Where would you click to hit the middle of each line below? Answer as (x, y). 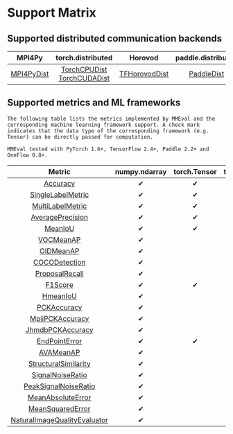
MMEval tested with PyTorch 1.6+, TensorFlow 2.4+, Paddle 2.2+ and (108, 149)
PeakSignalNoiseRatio (59, 386)
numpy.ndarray (141, 171)
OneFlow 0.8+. (28, 155)
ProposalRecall (60, 273)
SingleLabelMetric (60, 194)
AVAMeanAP (60, 352)
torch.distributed (84, 58)
